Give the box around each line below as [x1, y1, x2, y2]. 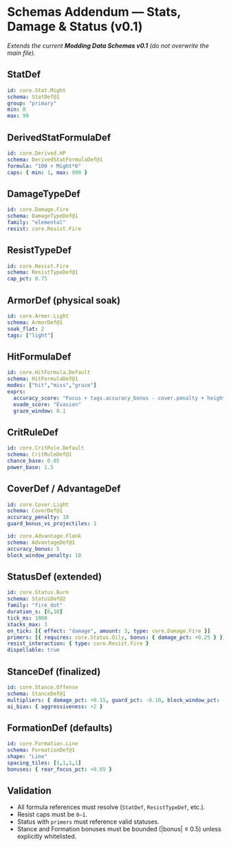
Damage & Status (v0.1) [7, 19, 143, 34]
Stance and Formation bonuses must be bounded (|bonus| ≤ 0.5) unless [16, 825, 221, 833]
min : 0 [7, 106, 26, 113]
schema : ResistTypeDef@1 [7, 269, 78, 276]
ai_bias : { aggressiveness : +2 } [7, 703, 103, 710]
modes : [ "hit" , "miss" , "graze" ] [7, 382, 97, 389]
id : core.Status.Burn [7, 589, 69, 596]
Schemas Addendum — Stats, [7, 4, 181, 20]
